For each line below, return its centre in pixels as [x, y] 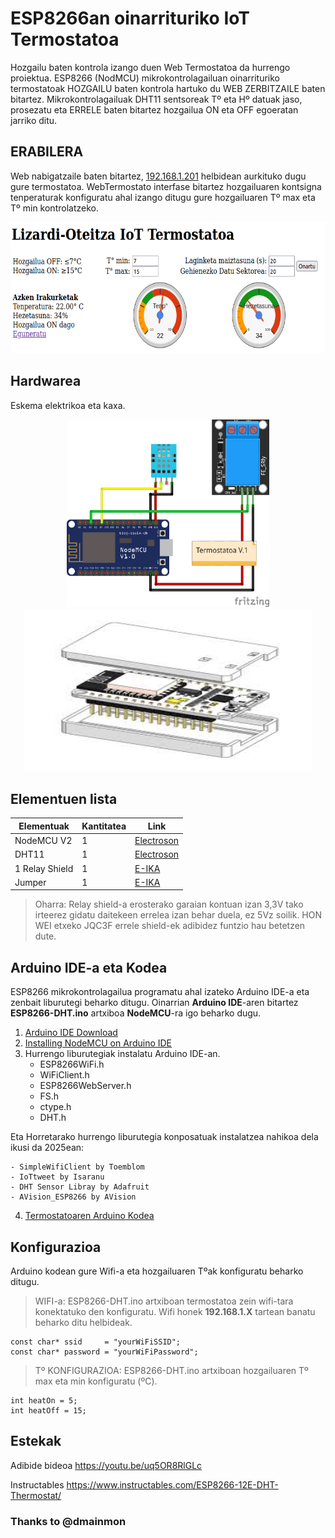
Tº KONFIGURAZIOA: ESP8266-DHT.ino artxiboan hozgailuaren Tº [171, 1370]
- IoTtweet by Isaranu [57, 1177]
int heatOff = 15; [48, 1411]
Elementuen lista [64, 798]
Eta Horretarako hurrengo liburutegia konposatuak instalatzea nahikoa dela [164, 1137]
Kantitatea [104, 826]
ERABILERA [47, 152]
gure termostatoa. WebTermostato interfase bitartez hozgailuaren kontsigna [166, 186]
